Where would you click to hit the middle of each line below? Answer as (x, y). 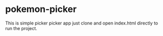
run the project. (21, 28)
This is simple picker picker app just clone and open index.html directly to (82, 23)
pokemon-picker (41, 9)
